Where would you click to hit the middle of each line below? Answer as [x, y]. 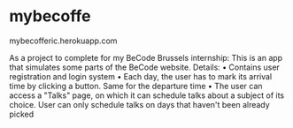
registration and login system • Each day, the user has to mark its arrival [141, 76]
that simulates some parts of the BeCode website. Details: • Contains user [145, 67]
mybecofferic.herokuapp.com [63, 41]
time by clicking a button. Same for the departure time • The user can [136, 86]
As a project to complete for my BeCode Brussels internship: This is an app [146, 57]
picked [22, 114]
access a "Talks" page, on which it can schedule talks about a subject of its [147, 95]
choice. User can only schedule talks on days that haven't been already [139, 104]
